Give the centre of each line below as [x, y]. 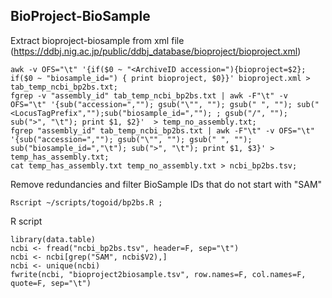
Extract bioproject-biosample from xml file [97, 40]
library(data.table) [53, 239]
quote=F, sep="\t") [51, 283]
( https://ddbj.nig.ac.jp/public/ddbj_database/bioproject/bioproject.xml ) [156, 51]
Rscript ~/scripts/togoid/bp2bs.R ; [86, 202]
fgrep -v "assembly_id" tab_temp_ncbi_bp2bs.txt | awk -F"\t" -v [149, 95]
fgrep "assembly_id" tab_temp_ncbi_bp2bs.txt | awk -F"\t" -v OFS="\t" [162, 130]
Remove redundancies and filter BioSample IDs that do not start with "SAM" [166, 184]
